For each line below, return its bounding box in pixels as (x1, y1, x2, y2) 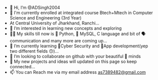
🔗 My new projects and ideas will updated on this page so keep (9, 59, 137, 64)
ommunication (9, 38, 41, 43)
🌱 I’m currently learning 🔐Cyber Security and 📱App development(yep (9, 43, 148, 49)
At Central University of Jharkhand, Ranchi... (9, 20, 99, 26)
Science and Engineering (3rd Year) (9, 15, 82, 20)
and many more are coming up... (42, 38, 107, 43)
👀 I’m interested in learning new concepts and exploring (9, 25, 122, 31)
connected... (9, 64, 36, 69)
